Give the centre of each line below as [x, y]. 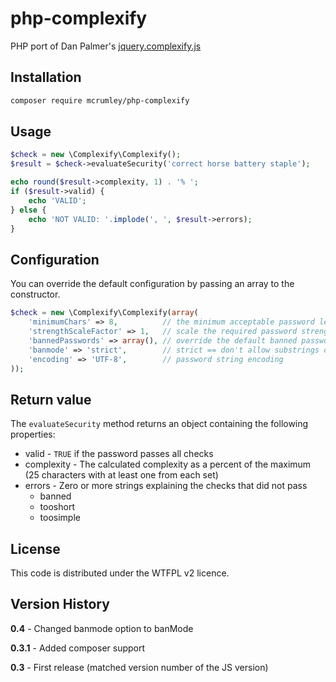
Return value [51, 399]
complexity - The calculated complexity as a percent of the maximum [168, 464]
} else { [28, 210]
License [35, 548]
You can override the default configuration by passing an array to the [152, 284]
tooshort [57, 507]
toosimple [60, 518]
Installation [46, 77]
